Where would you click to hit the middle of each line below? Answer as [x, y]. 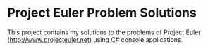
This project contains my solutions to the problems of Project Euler [104, 32]
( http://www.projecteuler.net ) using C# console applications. [95, 39]
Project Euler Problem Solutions [102, 13]
